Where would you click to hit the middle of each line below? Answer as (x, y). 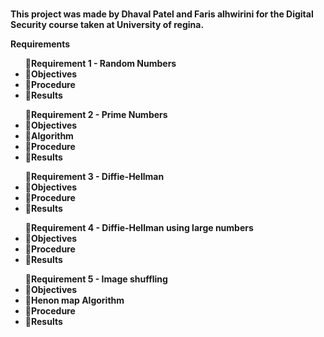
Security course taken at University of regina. (107, 24)
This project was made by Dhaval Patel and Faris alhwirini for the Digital (162, 14)
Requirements (40, 44)
